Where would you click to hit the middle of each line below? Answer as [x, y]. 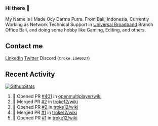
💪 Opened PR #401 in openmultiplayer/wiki [57, 96]
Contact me [24, 46]
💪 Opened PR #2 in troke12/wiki [45, 107]
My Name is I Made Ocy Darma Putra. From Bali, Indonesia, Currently [77, 19]
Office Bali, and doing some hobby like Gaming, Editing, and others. [76, 30]
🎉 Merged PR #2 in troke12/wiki [45, 102]
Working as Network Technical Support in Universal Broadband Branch [79, 24]
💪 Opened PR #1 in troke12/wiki [45, 118]
